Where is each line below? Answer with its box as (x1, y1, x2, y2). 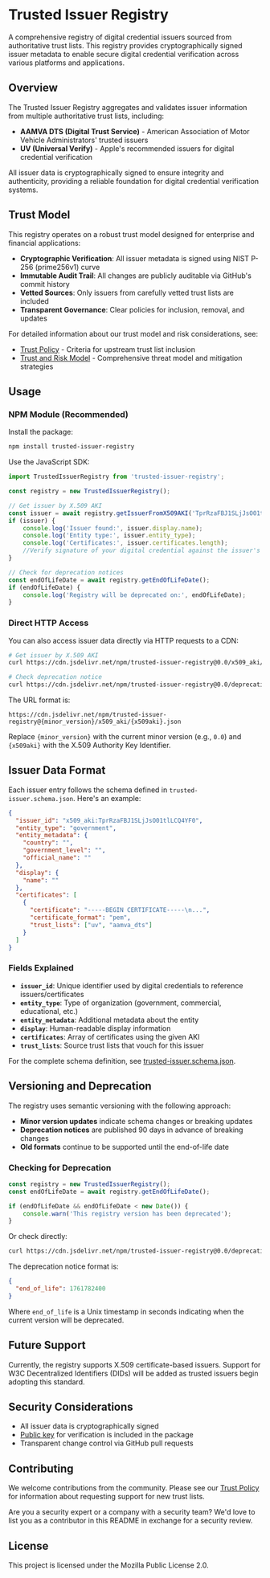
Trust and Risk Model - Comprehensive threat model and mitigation (19, 353, 243, 362)
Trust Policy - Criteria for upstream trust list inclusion (19, 344, 195, 354)
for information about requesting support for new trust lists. (8, 1492, 205, 1502)
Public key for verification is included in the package (19, 1430, 194, 1440)
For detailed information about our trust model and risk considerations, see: (8, 329, 259, 338)
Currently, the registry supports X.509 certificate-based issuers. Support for (8, 1359, 261, 1369)
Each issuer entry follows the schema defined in (8, 785, 168, 795)
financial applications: (8, 238, 81, 247)
